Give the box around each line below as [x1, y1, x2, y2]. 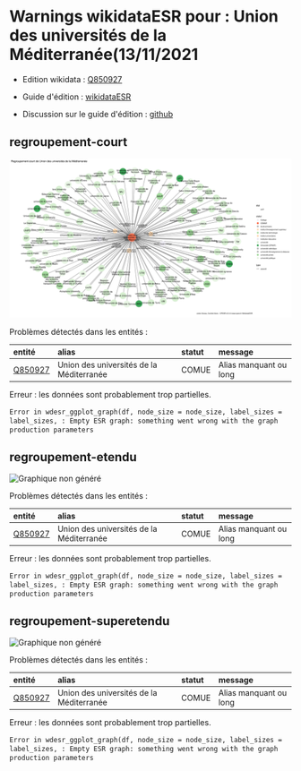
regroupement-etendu [9, 450, 137, 465]
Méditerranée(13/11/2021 [9, 45, 199, 64]
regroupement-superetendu [9, 613, 170, 629]
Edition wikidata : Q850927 [21, 73, 123, 84]
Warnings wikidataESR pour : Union [9, 6, 279, 27]
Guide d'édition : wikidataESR [21, 91, 132, 102]
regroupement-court [9, 134, 128, 150]
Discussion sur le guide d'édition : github [21, 108, 173, 119]
